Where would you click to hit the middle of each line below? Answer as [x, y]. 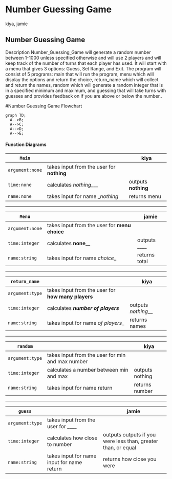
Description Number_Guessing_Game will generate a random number [78, 52]
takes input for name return [80, 388]
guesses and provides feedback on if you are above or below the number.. [84, 96]
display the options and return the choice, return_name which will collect [82, 79]
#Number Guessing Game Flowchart [44, 106]
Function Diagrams [26, 144]
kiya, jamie [17, 24]
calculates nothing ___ [72, 185]
